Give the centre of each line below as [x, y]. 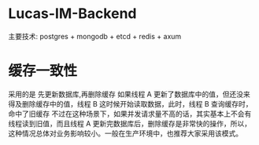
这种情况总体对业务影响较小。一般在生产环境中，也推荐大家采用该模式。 [125, 133]
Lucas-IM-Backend [72, 14]
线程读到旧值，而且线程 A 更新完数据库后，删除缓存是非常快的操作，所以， [130, 123]
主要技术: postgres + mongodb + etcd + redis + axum [95, 36]
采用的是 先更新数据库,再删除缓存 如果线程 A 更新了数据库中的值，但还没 [126, 94]
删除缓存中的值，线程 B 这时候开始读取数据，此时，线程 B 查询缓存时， [137, 103]
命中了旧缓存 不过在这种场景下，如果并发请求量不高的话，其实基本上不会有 [130, 114]
